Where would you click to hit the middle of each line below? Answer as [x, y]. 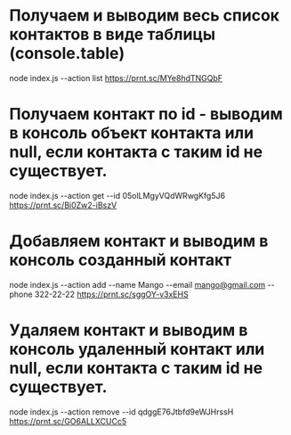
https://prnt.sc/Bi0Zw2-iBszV [63, 205]
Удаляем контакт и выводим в [129, 330]
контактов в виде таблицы [113, 34]
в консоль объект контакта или [132, 133]
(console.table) [67, 53]
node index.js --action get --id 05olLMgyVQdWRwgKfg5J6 [117, 195]
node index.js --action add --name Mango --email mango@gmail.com [137, 284]
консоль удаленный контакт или [137, 349]
